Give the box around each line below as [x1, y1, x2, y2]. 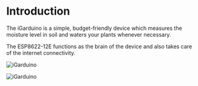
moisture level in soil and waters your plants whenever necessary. [6, 30, 171, 38]
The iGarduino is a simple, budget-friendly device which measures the [6, 24, 182, 32]
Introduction [6, 4, 70, 18]
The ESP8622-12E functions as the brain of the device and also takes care [6, 43, 193, 50]
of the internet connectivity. [6, 49, 76, 56]
